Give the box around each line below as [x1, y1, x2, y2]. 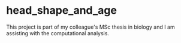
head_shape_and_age [6, 4, 117, 17]
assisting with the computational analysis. [6, 29, 110, 36]
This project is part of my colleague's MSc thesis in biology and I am [6, 23, 175, 30]
